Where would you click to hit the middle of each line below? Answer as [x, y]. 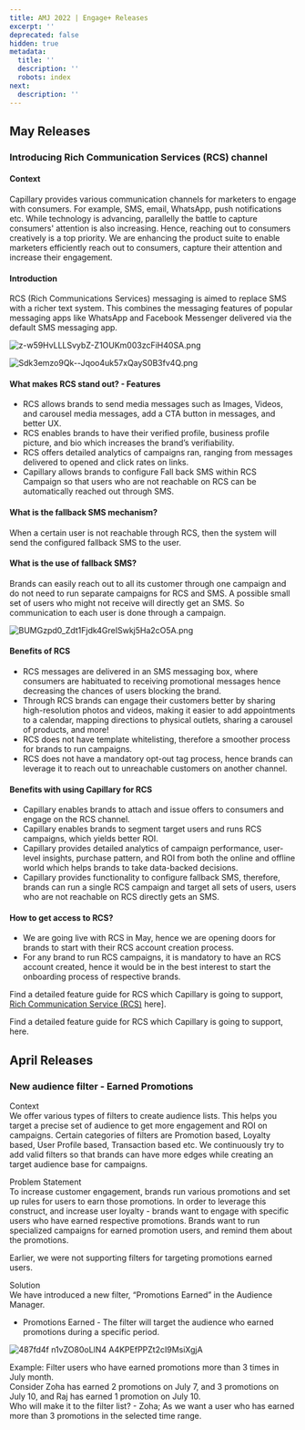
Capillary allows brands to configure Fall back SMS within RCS [140, 472]
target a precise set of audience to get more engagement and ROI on [138, 1126]
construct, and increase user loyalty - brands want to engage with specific [149, 1211]
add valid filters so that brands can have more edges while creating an [142, 1154]
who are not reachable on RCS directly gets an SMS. [121, 897]
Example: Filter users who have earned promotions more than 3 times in [144, 1367]
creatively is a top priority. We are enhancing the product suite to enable [145, 238]
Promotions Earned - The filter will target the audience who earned [148, 1322]
